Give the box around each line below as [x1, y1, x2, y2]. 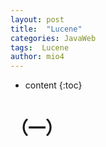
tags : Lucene [10, 42, 70, 53]
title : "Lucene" [10, 24, 83, 34]
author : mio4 [10, 52, 65, 62]
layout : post [10, 14, 65, 25]
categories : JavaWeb [10, 33, 97, 43]
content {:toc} [24, 79, 83, 91]
